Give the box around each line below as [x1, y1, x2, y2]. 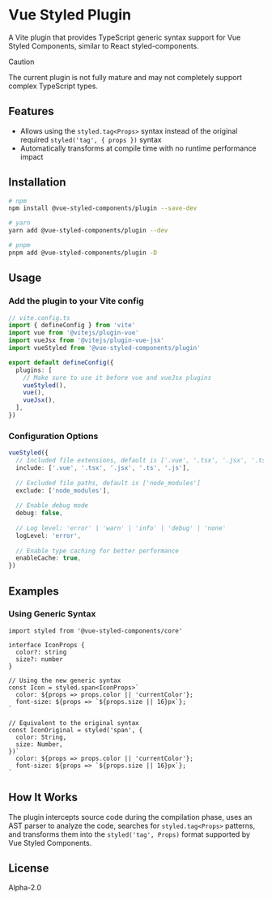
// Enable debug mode [15, 501, 89, 510]
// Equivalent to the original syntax [8, 719, 139, 727]
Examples [8, 584, 59, 598]
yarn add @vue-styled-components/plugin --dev [8, 227, 168, 235]
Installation [8, 176, 66, 190]
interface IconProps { [8, 641, 85, 649]
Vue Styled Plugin [8, 6, 132, 24]
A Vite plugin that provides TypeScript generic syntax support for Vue [8, 32, 241, 42]
